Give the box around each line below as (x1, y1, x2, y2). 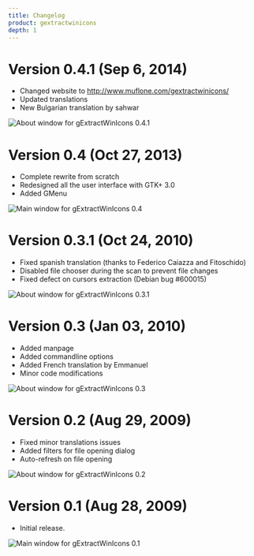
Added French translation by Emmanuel (19, 360, 148, 370)
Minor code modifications (19, 368, 103, 379)
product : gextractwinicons (8, 19, 97, 27)
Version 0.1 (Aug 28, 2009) (8, 498, 188, 515)
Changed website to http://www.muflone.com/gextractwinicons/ (19, 86, 230, 95)
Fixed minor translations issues (19, 438, 121, 447)
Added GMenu (19, 188, 68, 198)
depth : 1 (8, 26, 37, 34)
